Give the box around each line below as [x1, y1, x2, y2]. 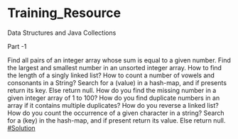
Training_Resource [7, 5, 121, 21]
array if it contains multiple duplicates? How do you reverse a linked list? [7, 101, 219, 109]
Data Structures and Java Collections [7, 28, 117, 37]
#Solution [7, 123, 36, 132]
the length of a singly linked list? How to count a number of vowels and [7, 71, 215, 79]
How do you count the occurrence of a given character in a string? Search [7, 109, 225, 117]
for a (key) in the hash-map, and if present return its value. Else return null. [7, 116, 226, 125]
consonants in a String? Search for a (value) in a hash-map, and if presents [7, 78, 227, 87]
